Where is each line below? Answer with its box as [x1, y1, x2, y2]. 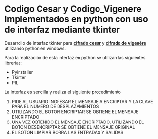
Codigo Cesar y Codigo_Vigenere [4, 3, 142, 15]
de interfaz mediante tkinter [4, 24, 120, 35]
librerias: [4, 60, 22, 66]
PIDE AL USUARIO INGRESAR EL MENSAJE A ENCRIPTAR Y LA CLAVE [11, 98, 153, 104]
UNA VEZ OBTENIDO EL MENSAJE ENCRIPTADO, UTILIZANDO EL [11, 119, 144, 125]
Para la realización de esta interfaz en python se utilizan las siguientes [4, 54, 146, 60]
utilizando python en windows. [4, 45, 66, 51]
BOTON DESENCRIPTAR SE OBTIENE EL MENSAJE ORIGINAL [11, 124, 135, 130]
